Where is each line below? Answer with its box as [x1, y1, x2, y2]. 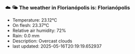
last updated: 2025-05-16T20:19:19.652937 [12, 43, 102, 49]
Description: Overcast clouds [12, 38, 72, 44]
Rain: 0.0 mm [12, 33, 40, 39]
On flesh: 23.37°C [12, 23, 49, 28]
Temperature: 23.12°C [12, 17, 57, 23]
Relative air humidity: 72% [12, 27, 66, 33]
